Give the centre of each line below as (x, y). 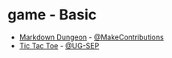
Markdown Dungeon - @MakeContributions (91, 37)
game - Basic (52, 15)
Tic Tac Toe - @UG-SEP (59, 45)
